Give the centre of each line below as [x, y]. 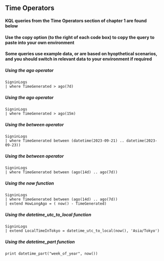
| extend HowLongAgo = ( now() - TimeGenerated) [56, 204]
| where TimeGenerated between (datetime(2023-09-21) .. [65, 141]
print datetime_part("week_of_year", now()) [51, 254]
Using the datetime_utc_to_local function [48, 215]
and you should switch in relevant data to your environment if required [79, 59]
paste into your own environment [40, 42]
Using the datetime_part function [40, 242]
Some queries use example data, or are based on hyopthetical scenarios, [81, 54]
